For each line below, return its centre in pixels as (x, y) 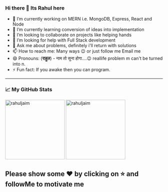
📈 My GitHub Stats (29, 90)
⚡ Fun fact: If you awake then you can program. (61, 70)
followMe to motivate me (44, 184)
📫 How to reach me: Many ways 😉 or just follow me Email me (76, 51)
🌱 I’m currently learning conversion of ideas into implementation (78, 30)
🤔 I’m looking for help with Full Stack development (64, 40)
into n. (19, 64)
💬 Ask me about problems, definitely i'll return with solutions (74, 46)
